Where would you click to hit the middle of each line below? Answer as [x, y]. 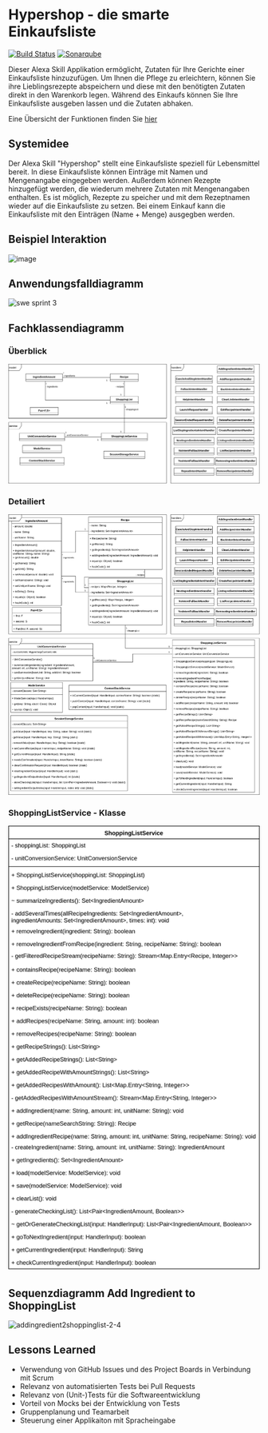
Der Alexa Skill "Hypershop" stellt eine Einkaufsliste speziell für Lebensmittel [134, 163]
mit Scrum [37, 1378]
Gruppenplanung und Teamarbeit [75, 1411]
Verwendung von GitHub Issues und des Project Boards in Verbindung [135, 1369]
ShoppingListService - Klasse [67, 812]
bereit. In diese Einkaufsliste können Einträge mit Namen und [108, 172]
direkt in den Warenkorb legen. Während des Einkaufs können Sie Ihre [123, 94]
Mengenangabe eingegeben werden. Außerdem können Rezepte [115, 180]
